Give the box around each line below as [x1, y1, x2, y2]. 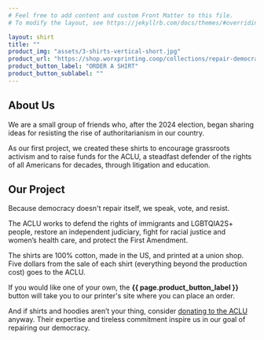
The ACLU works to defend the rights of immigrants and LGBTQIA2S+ [8, 219, 233, 228]
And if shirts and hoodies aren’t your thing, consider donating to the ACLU [8, 306, 248, 316]
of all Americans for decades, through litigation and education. [8, 160, 211, 169]
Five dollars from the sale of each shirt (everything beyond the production [8, 259, 247, 268]
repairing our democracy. [8, 323, 90, 333]
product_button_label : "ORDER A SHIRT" [8, 62, 139, 71]
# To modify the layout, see [8, 19, 104, 27]
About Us [8, 99, 55, 113]
